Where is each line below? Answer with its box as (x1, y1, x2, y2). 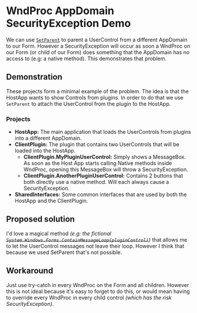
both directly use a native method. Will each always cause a (23, 179, 169, 186)
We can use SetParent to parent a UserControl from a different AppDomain (6, 36, 188, 43)
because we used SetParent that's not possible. (6, 249, 122, 256)
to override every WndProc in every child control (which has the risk (6, 294, 172, 301)
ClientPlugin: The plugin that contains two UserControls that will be (14, 141, 180, 148)
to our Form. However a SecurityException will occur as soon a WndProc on (6, 42, 191, 50)
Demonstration (6, 72, 63, 82)
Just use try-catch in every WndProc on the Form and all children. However (6, 281, 189, 288)
